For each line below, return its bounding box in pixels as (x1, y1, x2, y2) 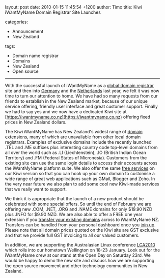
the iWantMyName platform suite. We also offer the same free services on (5, 165, 155, 171)
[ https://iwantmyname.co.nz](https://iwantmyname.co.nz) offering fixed (5, 114, 151, 120)
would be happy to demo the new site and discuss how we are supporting (5, 258, 155, 263)
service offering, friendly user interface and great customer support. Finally (5, 103, 158, 109)
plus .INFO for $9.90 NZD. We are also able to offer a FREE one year (5, 212, 143, 217)
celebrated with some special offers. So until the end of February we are (5, 201, 151, 207)
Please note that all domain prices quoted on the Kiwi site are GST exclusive (5, 227, 159, 233)
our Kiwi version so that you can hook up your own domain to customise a (5, 171, 155, 176)
